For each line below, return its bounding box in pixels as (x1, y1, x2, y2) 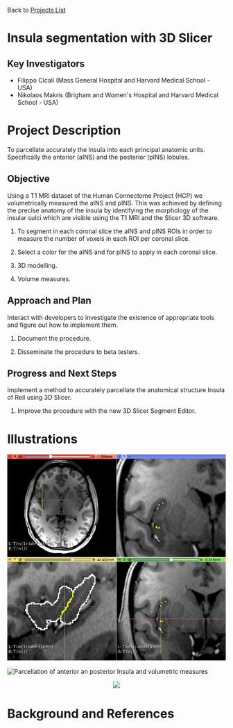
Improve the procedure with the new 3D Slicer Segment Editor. (17, 407, 196, 415)
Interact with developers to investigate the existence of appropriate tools (7, 313, 215, 321)
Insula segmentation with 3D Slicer (7, 31, 213, 46)
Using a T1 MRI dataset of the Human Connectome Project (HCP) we (7, 191, 203, 200)
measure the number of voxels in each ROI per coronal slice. (17, 234, 191, 242)
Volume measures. (17, 274, 71, 283)
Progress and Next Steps (7, 367, 117, 379)
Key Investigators (7, 58, 85, 69)
